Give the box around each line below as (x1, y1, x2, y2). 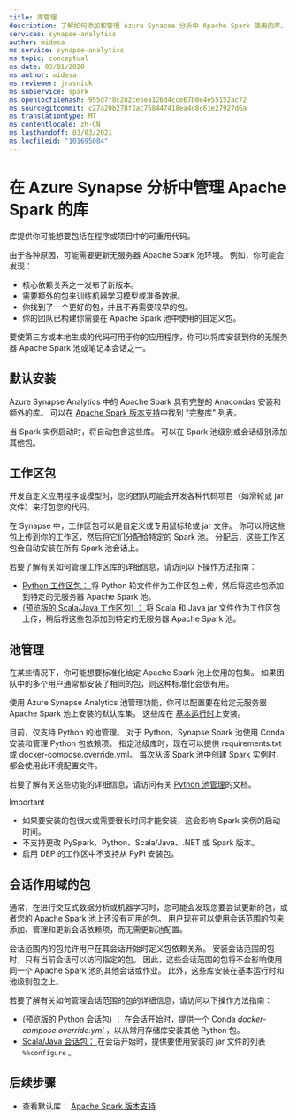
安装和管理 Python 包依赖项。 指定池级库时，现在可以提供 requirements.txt (9, 738, 282, 749)
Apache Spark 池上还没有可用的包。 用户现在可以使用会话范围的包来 (34, 913, 285, 923)
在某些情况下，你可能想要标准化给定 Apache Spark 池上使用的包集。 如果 (9, 667, 277, 678)
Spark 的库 (9, 199, 89, 220)
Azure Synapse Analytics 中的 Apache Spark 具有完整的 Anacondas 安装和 (9, 396, 281, 407)
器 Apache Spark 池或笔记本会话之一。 (9, 342, 151, 353)
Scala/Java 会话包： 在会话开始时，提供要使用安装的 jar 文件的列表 (21, 1036, 266, 1046)
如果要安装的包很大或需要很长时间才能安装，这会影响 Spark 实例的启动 (21, 815, 281, 826)
